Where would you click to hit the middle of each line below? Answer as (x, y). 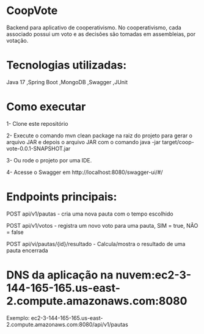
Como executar (46, 107)
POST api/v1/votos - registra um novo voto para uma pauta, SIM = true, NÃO (102, 225)
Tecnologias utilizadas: (67, 65)
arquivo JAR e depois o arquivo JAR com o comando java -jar (83, 142)
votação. (17, 40)
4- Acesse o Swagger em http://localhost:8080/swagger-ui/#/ (85, 172)
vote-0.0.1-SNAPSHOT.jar (38, 148)
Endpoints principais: (62, 197)
